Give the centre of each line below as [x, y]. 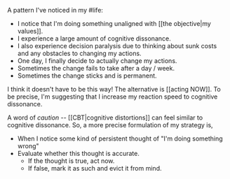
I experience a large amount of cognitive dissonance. [94, 38]
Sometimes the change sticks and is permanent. [87, 76]
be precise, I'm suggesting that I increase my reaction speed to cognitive [113, 96]
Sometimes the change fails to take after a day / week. [96, 68]
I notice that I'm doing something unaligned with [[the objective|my [114, 23]
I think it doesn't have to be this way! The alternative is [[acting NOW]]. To [114, 89]
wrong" [28, 146]
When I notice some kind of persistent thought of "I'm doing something [120, 138]
